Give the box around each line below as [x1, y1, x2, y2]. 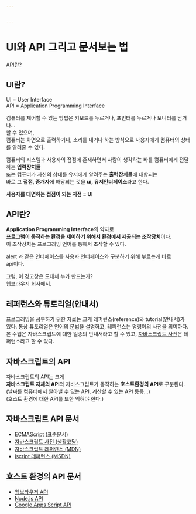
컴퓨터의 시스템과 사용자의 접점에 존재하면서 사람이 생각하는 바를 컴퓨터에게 [6, 156, 178, 163]
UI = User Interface [6, 96, 53, 103]
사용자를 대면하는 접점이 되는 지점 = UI [6, 190, 93, 197]
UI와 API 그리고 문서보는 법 [6, 40, 129, 53]
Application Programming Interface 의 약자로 [6, 226, 114, 233]
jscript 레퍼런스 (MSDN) [14, 452, 71, 459]
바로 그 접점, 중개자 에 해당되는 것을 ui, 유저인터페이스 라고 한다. [6, 178, 149, 185]
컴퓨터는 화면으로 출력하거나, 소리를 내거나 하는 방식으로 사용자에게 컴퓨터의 [6, 136, 180, 143]
